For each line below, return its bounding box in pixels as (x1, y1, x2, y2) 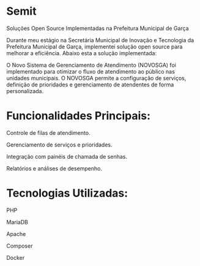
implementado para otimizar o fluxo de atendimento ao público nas (6, 67, 176, 75)
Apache (6, 230, 26, 237)
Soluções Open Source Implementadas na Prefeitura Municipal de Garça (6, 25, 189, 32)
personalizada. (6, 87, 44, 94)
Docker (6, 254, 25, 261)
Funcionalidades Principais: (6, 109, 151, 123)
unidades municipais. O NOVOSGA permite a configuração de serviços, (6, 74, 187, 82)
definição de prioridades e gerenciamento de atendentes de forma (6, 81, 174, 88)
